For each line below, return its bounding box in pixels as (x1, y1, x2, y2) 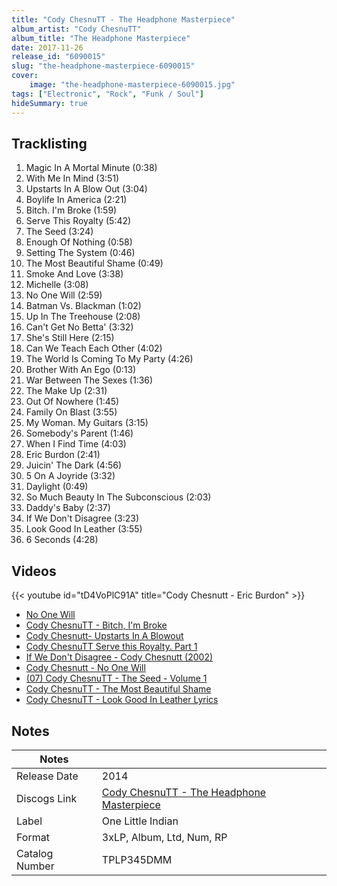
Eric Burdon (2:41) (25, 449, 101, 461)
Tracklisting (11, 135, 88, 152)
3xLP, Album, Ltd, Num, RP (101, 830, 228, 844)
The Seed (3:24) (25, 226, 94, 238)
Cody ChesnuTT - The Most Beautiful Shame (25, 683, 212, 695)
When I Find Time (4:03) (25, 438, 127, 450)
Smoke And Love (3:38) (25, 268, 124, 280)
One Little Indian (101, 814, 179, 828)
